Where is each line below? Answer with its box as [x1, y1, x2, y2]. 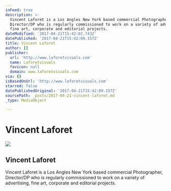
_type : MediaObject [5, 98, 47, 103]
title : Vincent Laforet [5, 41, 56, 46]
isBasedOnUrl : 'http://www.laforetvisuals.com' [5, 79, 108, 84]
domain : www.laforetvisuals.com [10, 69, 79, 75]
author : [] [5, 45, 28, 51]
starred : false [5, 83, 38, 88]
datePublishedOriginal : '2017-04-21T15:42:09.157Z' [5, 88, 117, 93]
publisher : [5, 50, 28, 55]
